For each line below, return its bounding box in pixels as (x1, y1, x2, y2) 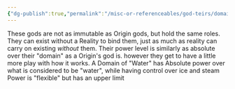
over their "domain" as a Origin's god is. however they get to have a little (7, 51, 216, 60)
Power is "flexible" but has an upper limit (7, 74, 124, 82)
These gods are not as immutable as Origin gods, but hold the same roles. (7, 29, 220, 38)
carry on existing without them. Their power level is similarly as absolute (7, 44, 215, 52)
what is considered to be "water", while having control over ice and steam (7, 66, 220, 74)
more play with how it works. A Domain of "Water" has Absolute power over (7, 58, 225, 67)
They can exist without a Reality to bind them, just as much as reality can (7, 36, 218, 45)
